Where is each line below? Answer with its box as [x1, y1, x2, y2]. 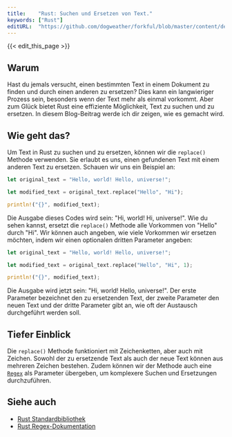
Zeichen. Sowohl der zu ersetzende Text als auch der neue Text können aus [7, 354, 223, 363]
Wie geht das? [7, 129, 70, 142]
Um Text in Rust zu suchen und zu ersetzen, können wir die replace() [7, 148, 206, 156]
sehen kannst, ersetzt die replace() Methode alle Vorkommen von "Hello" [7, 221, 217, 229]
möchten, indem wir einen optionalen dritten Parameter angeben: [7, 236, 193, 244]
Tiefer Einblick [7, 328, 71, 340]
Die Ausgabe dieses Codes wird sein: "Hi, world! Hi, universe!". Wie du [7, 214, 209, 222]
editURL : [7, 23, 32, 30]
